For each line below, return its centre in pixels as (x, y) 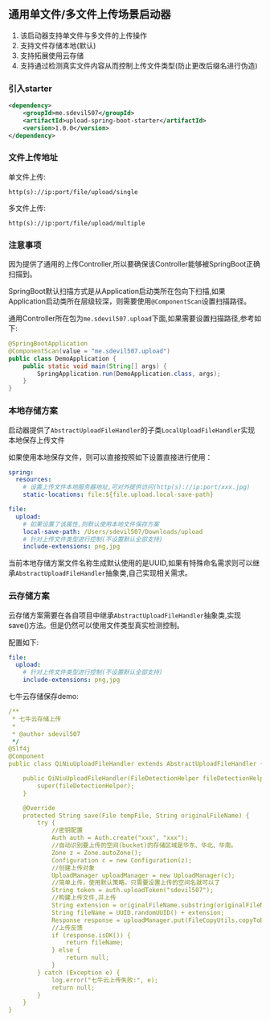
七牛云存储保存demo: (43, 697)
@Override (39, 808)
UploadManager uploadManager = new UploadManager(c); (143, 875)
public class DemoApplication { (62, 358)
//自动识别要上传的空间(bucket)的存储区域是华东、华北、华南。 (144, 845)
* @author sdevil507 (46, 734)
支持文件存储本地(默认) (58, 45)
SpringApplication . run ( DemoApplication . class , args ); (129, 374)
